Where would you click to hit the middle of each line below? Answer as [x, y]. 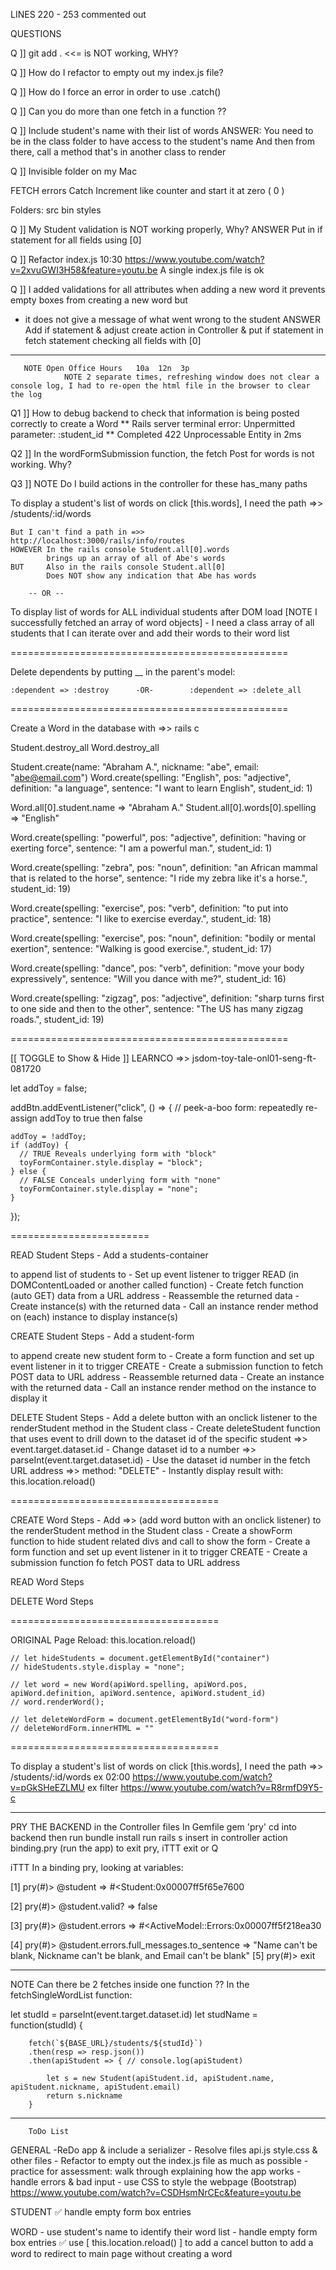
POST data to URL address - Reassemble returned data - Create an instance [167, 1377]
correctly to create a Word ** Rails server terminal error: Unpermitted [153, 423]
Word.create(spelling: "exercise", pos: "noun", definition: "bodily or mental [163, 938]
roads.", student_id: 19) [57, 1019]
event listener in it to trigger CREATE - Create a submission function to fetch [167, 1366]
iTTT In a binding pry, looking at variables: [97, 1867]
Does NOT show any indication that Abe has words [151, 576]
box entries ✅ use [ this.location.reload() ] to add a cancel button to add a [162, 2242]
